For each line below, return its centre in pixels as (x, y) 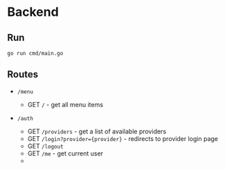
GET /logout (45, 146)
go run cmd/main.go (35, 53)
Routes (23, 74)
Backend (33, 12)
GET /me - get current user (65, 153)
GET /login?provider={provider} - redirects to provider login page (123, 138)
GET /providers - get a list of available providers (97, 131)
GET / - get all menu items (65, 104)
